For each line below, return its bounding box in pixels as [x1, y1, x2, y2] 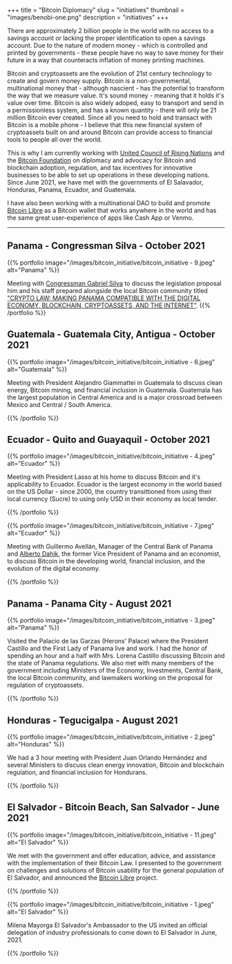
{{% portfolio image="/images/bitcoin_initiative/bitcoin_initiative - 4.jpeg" [7, 452, 215, 460]
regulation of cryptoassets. [7, 681, 84, 690]
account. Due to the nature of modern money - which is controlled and [7, 41, 209, 49]
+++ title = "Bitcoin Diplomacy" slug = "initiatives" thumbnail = [7, 6, 185, 14]
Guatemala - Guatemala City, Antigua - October [7, 328, 215, 341]
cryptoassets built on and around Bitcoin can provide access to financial [7, 128, 213, 136]
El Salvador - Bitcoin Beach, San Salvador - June [7, 802, 220, 813]
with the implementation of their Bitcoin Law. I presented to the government [7, 858, 222, 867]
